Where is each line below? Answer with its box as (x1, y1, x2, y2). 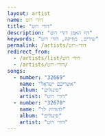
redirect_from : (7, 49, 51, 56)
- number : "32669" (13, 73, 67, 81)
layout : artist (7, 10, 51, 17)
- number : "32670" (13, 100, 67, 106)
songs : (7, 67, 26, 74)
